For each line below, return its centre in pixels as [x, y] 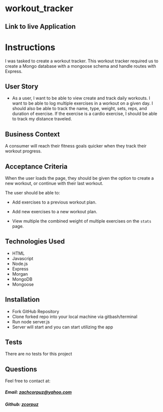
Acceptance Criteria [36, 166]
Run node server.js [31, 321]
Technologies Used [35, 242]
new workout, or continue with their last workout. [54, 183]
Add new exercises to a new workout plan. [54, 211]
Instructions [30, 47]
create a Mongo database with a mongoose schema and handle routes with [81, 66]
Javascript [23, 258]
